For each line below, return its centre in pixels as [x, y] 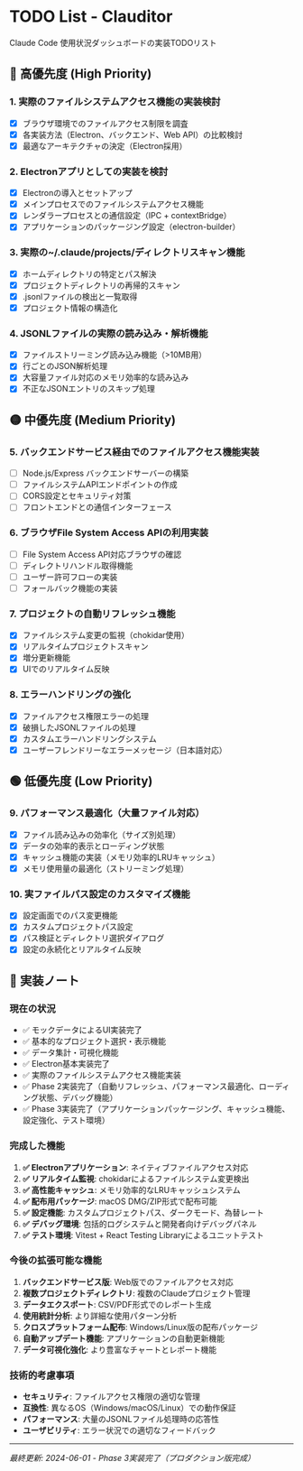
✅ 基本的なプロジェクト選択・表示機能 [94, 1041]
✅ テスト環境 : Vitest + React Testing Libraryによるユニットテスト [143, 1235]
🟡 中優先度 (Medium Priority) [92, 420]
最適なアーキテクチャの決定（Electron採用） [105, 145]
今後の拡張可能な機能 [55, 1261]
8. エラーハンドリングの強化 [70, 695]
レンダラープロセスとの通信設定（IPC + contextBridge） [127, 216]
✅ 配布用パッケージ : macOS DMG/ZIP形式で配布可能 [120, 1201]
